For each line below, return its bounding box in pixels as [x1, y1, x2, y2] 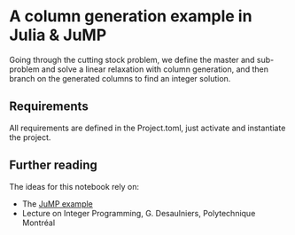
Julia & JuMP [9, 25, 107, 45]
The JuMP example [21, 198, 93, 209]
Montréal [21, 217, 56, 228]
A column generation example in [9, 6, 252, 27]
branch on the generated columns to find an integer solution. [9, 73, 231, 83]
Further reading [9, 158, 97, 173]
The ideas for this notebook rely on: [9, 181, 140, 192]
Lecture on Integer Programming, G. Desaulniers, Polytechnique [21, 208, 256, 218]
